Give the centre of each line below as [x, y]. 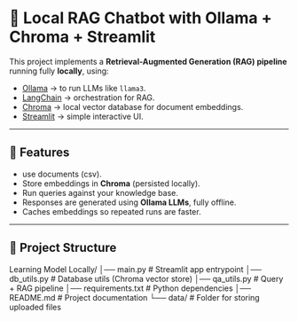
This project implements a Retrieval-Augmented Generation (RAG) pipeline [148, 61]
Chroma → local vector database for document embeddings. [133, 106]
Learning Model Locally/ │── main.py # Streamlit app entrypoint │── [135, 269]
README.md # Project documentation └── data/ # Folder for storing [134, 297]
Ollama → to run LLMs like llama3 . [84, 88]
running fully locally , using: [59, 71]
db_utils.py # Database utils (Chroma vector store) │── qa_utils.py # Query [146, 278]
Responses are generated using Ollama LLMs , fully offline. [129, 202]
